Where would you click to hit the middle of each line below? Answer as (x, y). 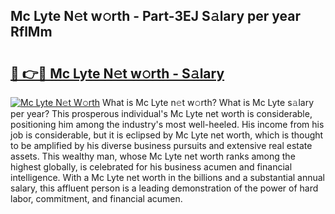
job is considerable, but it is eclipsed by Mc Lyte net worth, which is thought (167, 135)
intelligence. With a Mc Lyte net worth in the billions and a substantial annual (168, 177)
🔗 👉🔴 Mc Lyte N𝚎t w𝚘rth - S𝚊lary (117, 73)
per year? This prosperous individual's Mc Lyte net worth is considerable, (161, 113)
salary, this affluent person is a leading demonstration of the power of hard (164, 188)
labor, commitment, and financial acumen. (96, 198)
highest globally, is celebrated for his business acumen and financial (151, 167)
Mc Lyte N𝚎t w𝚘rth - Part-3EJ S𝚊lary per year (156, 16)
